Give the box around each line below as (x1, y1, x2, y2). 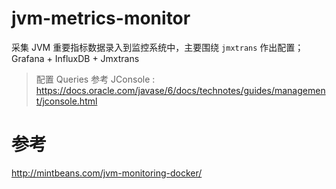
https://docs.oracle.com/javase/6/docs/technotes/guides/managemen (35, 84, 326, 96)
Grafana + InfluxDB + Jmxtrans (11, 52, 140, 64)
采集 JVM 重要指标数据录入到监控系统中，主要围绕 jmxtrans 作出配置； (11, 41, 304, 53)
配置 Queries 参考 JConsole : (35, 73, 156, 85)
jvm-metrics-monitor (11, 7, 191, 30)
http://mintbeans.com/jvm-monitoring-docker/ (11, 167, 203, 179)
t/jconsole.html (35, 95, 98, 107)
